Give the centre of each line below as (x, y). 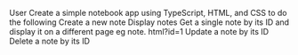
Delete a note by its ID (50, 41)
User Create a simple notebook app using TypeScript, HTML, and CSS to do (148, 13)
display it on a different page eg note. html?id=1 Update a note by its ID (139, 31)
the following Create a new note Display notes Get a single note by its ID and (149, 22)
